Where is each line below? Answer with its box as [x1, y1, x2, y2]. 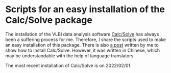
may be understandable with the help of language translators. [5, 52, 135, 59]
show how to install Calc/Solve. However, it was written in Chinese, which [5, 47, 160, 53]
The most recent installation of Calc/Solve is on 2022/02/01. [5, 62, 132, 68]
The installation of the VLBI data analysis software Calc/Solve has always [5, 31, 159, 37]
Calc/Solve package [5, 14, 93, 26]
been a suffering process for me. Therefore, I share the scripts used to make [5, 36, 166, 43]
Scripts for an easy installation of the [5, 4, 165, 15]
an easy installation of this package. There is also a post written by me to [5, 42, 159, 48]
